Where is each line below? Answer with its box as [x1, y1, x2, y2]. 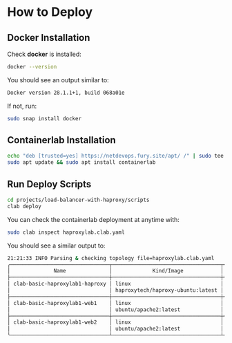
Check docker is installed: [7, 50, 81, 58]
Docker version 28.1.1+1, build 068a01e [7, 89, 126, 96]
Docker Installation [7, 32, 90, 44]
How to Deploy [7, 4, 93, 20]
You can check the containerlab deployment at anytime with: [7, 215, 180, 223]
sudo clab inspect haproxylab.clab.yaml [7, 229, 126, 236]
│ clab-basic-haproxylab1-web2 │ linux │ [7, 319, 224, 326]
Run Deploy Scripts [7, 178, 92, 190]
